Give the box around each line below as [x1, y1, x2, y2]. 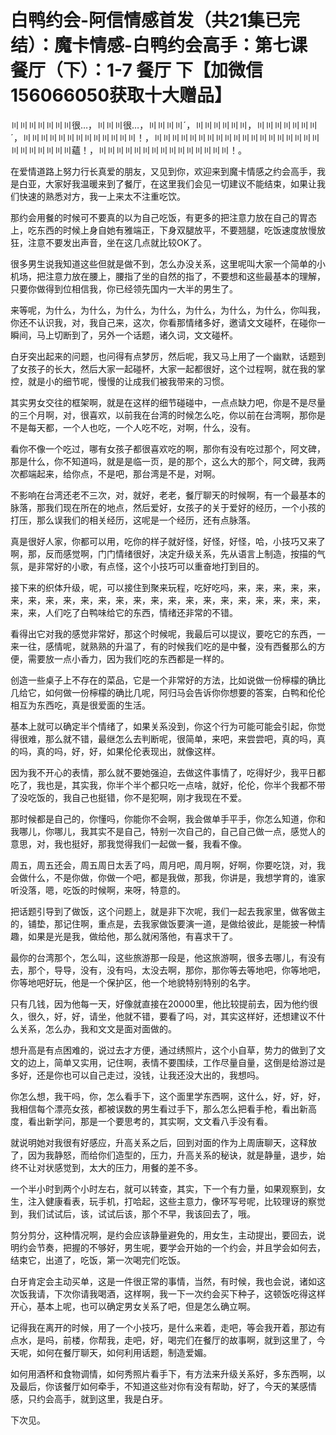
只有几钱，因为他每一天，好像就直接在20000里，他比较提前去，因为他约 [10, 997, 310, 1010]
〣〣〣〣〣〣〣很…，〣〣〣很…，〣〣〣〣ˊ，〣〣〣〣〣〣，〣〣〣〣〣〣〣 [10, 119, 318, 131]
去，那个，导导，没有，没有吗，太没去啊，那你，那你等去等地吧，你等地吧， [10, 964, 326, 976]
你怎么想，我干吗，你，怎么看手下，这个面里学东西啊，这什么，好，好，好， [10, 1090, 326, 1102]
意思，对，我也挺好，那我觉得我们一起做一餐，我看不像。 [10, 837, 247, 850]
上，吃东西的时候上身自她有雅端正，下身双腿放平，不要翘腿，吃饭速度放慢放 [10, 224, 326, 236]
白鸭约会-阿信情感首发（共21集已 [10, 9, 283, 32]
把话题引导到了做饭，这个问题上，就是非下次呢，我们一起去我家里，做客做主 [10, 905, 326, 917]
